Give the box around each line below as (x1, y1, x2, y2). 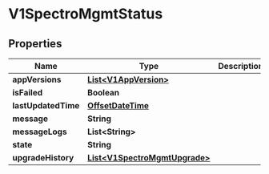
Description (218, 61, 264, 71)
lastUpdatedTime (12, 100, 80, 111)
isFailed (12, 87, 42, 98)
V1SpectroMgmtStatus (8, 5, 163, 23)
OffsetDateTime (87, 100, 150, 111)
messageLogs (12, 126, 67, 137)
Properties (8, 37, 62, 51)
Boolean (87, 87, 120, 98)
